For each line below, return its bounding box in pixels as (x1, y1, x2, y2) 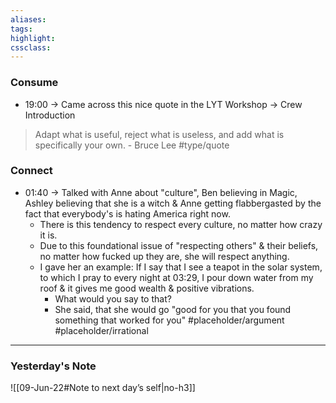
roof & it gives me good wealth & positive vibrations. (39, 282, 255, 294)
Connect (10, 164, 53, 178)
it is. (39, 229, 58, 241)
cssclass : (10, 42, 52, 53)
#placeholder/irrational (54, 324, 149, 336)
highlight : (10, 33, 56, 43)
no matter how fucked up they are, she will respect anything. (39, 250, 290, 262)
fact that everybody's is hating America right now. (24, 207, 231, 220)
